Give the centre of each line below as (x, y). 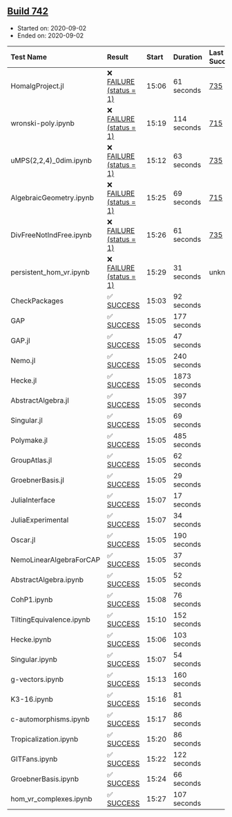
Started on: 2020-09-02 (52, 28)
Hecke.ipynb (31, 639)
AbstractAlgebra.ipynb (47, 579)
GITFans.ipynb (34, 759)
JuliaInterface (33, 500)
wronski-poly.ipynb (42, 123)
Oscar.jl (23, 540)
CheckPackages (37, 301)
